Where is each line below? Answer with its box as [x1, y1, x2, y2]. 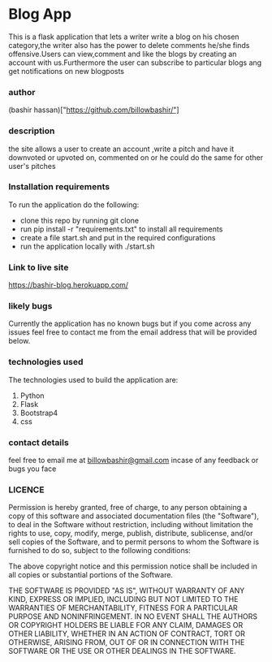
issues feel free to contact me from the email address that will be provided [8, 327, 257, 337]
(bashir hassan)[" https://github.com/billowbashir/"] [8, 105, 180, 115]
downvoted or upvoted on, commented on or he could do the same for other [8, 152, 264, 162]
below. [8, 336, 31, 346]
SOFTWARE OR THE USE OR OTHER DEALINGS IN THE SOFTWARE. [8, 647, 236, 656]
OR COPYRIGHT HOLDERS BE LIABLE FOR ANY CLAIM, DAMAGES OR [8, 621, 244, 630]
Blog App [8, 5, 71, 24]
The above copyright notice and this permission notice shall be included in [8, 561, 257, 571]
